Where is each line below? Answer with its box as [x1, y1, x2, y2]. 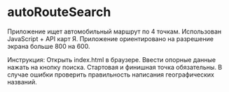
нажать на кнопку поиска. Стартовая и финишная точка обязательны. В [7, 63, 223, 71]
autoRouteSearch [7, 4, 111, 20]
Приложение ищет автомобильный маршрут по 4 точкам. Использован [7, 27, 222, 36]
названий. [7, 77, 37, 86]
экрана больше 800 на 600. [7, 42, 90, 50]
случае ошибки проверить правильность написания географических [7, 70, 215, 79]
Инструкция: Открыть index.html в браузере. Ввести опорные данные [7, 55, 216, 63]
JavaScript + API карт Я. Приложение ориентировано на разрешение [7, 34, 214, 43]
